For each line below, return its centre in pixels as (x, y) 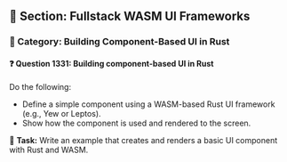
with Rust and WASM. (49, 150)
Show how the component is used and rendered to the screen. (136, 123)
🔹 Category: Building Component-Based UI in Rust (120, 42)
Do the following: (40, 86)
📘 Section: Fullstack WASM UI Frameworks (130, 16)
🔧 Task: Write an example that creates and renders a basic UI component (143, 140)
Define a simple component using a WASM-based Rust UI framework (148, 104)
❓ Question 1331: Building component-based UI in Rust (112, 63)
